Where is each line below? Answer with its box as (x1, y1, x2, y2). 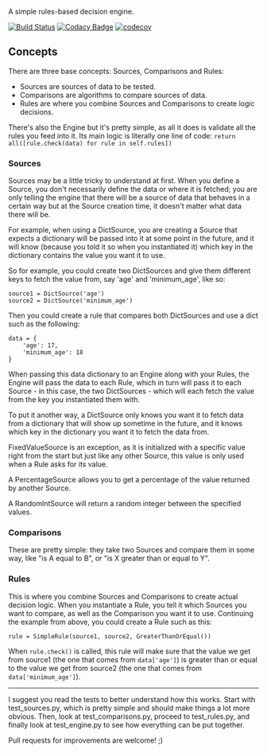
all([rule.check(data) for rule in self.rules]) (8, 139, 172, 147)
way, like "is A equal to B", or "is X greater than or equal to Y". (8, 553, 211, 564)
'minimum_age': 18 (22, 349, 83, 357)
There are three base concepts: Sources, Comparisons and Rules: (8, 66, 224, 76)
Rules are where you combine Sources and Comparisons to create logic (19, 99, 255, 108)
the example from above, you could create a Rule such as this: (8, 617, 212, 626)
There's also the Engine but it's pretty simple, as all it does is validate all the (8, 123, 256, 132)
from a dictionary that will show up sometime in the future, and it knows (8, 419, 243, 428)
